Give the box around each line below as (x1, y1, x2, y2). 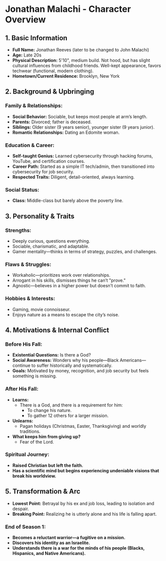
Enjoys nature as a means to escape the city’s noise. (12, 311, 119, 317)
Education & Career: (5, 142, 55, 149)
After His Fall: (5, 385, 39, 392)
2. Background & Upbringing (5, 88, 94, 96)
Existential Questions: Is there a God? (12, 352, 91, 358)
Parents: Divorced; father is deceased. (12, 119, 92, 125)
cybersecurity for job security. (12, 168, 74, 174)
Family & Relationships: (5, 102, 63, 109)
